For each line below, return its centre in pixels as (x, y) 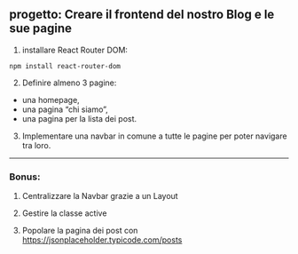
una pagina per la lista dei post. (79, 118)
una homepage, (51, 99)
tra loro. (36, 145)
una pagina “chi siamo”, (65, 109)
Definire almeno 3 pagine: (69, 83)
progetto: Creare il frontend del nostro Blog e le (142, 15)
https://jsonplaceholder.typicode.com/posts (102, 240)
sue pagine (41, 29)
